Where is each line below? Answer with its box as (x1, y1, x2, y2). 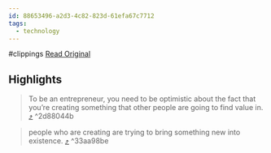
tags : (8, 19, 27, 28)
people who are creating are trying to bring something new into (28, 127, 241, 138)
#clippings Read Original (8, 49, 91, 59)
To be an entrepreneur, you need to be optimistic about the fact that (28, 94, 256, 104)
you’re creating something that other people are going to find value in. (28, 103, 264, 113)
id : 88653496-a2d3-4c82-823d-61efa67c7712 (8, 11, 155, 20)
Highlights (8, 72, 63, 86)
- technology (15, 27, 60, 35)
